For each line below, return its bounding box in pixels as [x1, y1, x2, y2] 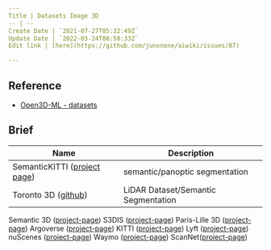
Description [168, 147, 215, 158]
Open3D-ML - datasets [19, 100, 98, 110]
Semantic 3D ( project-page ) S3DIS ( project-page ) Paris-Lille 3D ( [8, 215, 226, 224]
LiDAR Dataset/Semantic [123, 184, 216, 195]
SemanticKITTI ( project [12, 160, 101, 172]
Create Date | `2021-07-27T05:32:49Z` [8, 27, 139, 35]
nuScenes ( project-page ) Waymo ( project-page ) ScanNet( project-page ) [8, 231, 248, 242]
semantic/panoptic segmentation [123, 166, 248, 177]
